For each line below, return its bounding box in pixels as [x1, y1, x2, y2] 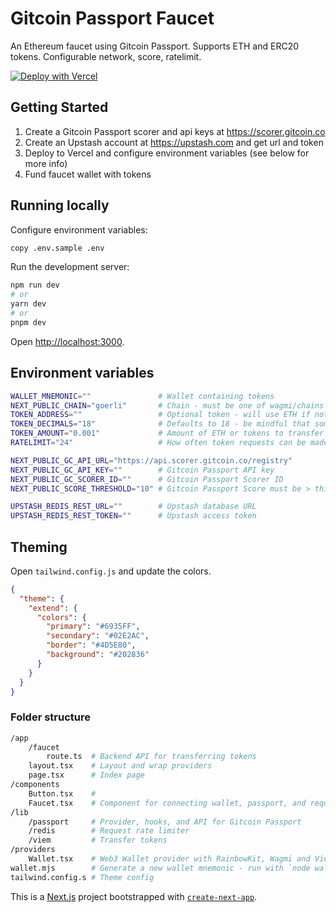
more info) [24, 157, 68, 169]
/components [10, 780, 60, 790]
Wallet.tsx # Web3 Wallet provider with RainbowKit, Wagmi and [28, 854, 311, 864]
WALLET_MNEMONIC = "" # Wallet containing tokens [10, 391, 275, 401]
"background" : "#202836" [46, 650, 150, 660]
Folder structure [10, 710, 91, 724]
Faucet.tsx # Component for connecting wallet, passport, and [28, 798, 307, 808]
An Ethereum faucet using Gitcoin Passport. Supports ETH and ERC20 [10, 40, 299, 52]
